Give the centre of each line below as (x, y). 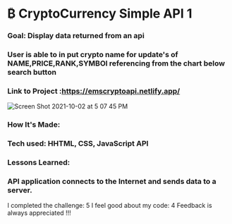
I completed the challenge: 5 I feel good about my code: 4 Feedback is (110, 206)
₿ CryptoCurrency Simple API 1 (100, 14)
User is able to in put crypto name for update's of (93, 55)
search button (32, 73)
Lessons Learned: (39, 163)
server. (20, 190)
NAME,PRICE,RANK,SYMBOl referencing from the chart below (116, 63)
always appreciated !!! (39, 213)
